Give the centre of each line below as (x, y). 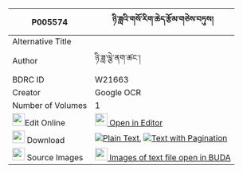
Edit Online (45, 123)
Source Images (55, 158)
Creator (27, 92)
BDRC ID (29, 80)
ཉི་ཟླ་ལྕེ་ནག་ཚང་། (118, 58)
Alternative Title (42, 41)
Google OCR (118, 92)
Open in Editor (136, 123)
